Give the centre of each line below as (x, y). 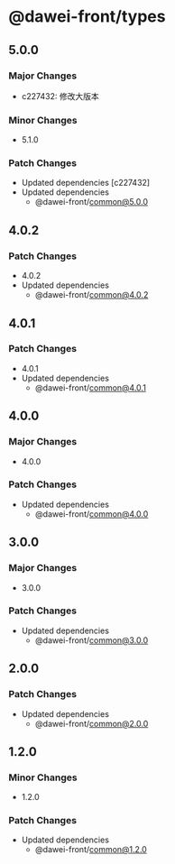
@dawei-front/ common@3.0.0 (92, 640)
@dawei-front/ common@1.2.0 (91, 850)
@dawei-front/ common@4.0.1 (90, 387)
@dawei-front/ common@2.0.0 (92, 723)
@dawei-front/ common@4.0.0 (92, 514)
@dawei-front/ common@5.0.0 (91, 202)
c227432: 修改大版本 (60, 96)
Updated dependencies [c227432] (86, 183)
